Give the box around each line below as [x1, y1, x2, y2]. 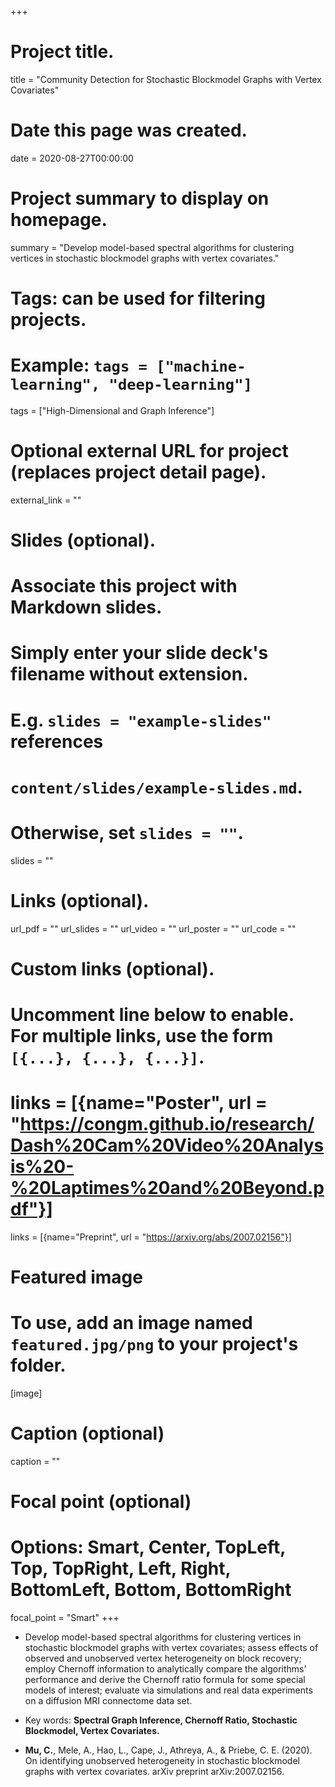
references [10, 730, 104, 753]
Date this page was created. [10, 119, 248, 142]
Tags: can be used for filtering [10, 287, 266, 310]
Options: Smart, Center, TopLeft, [10, 1536, 286, 1559]
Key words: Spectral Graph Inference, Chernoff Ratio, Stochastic [24, 1714, 298, 1726]
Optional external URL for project [10, 440, 289, 463]
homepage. [10, 209, 108, 231]
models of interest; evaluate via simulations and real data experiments [24, 1684, 313, 1696]
